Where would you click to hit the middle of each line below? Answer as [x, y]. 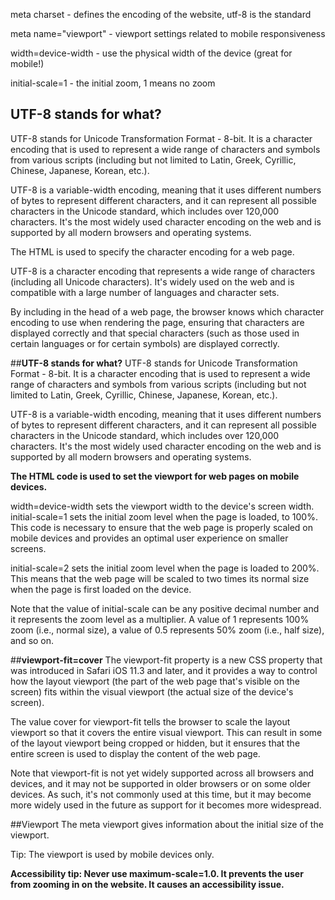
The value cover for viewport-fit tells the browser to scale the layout [150, 721]
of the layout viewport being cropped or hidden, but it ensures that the [155, 743]
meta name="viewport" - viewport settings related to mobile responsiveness [168, 33]
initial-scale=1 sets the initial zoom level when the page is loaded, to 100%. [164, 516]
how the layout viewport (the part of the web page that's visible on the [155, 681]
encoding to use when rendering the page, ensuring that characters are [157, 322]
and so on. [32, 640]
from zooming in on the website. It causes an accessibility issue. [147, 884]
